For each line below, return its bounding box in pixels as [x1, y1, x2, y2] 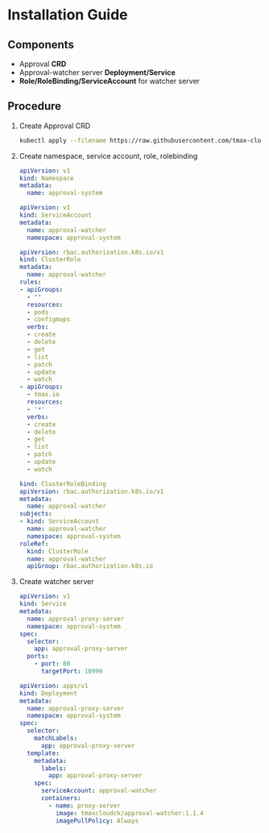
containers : [40, 794, 81, 802]
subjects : [19, 510, 53, 518]
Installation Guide [7, 6, 128, 24]
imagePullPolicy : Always [55, 816, 139, 825]
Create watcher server [19, 577, 94, 586]
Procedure [7, 99, 62, 114]
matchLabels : [34, 735, 78, 743]
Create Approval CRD [19, 121, 91, 131]
